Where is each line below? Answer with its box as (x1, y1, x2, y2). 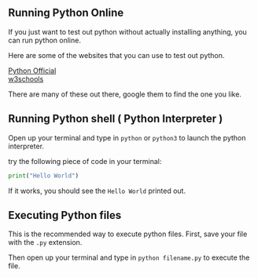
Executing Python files (8, 208, 122, 222)
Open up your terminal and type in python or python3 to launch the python (8, 133, 246, 142)
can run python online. (8, 35, 81, 45)
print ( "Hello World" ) (8, 172, 79, 180)
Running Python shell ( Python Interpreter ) (8, 112, 223, 126)
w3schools (8, 74, 44, 83)
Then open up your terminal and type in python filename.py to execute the (8, 253, 250, 262)
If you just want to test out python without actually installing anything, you (8, 27, 248, 36)
